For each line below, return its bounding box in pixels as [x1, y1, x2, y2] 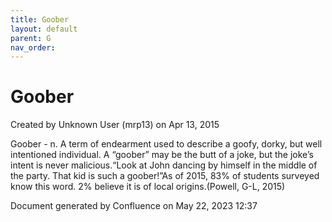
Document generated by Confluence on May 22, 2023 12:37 [10, 200, 258, 212]
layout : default [10, 24, 78, 34]
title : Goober [10, 14, 70, 25]
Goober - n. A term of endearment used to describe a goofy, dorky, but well [10, 138, 323, 150]
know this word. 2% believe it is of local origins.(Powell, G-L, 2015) [10, 181, 286, 193]
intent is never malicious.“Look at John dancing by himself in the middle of [10, 159, 318, 171]
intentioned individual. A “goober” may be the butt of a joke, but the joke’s [10, 149, 314, 161]
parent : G [10, 33, 52, 43]
